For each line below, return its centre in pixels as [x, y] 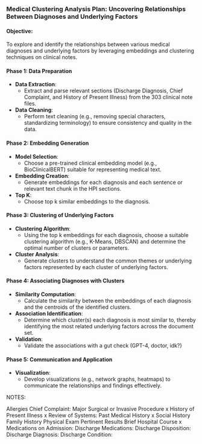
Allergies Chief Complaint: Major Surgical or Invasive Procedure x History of [100, 409]
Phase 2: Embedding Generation [48, 143]
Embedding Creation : [42, 176]
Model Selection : [36, 156]
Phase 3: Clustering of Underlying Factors [60, 215]
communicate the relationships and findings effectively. [93, 385]
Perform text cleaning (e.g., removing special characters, [95, 116]
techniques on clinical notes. [42, 57]
